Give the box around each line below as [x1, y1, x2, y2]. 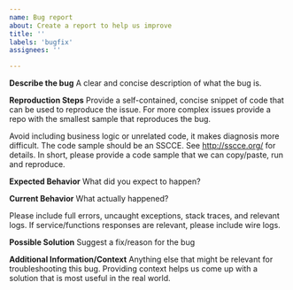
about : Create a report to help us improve [9, 21, 173, 30]
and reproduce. [9, 159, 66, 170]
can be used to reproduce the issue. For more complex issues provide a [9, 104, 272, 115]
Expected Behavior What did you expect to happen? [9, 176, 201, 187]
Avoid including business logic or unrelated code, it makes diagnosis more [9, 131, 280, 141]
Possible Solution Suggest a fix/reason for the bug [9, 237, 196, 248]
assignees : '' [9, 46, 62, 55]
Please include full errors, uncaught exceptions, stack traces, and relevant [9, 210, 281, 221]
